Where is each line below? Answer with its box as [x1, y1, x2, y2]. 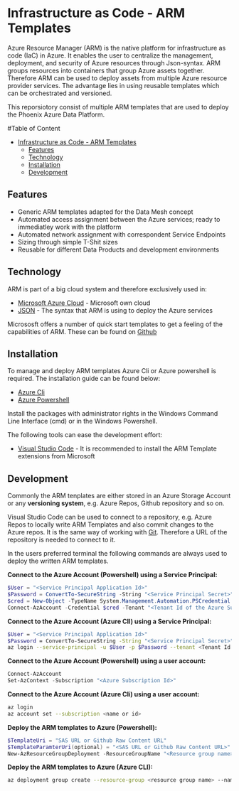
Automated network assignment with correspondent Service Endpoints [17, 230, 226, 239]
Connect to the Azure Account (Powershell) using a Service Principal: [7, 571, 218, 579]
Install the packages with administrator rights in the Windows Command [7, 409, 218, 418]
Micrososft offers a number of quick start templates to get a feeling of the [7, 320, 223, 328]
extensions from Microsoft [17, 452, 95, 461]
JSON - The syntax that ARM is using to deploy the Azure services [17, 306, 213, 314]
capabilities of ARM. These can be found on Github [7, 327, 157, 335]
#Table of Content [7, 124, 60, 132]
